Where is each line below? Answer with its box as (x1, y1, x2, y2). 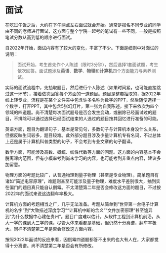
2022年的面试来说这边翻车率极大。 (5, 190, 77, 196)
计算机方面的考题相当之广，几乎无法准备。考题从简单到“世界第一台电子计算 (5, 201, 159, 207)
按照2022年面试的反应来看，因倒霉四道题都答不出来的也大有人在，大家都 (5, 236, 155, 242)
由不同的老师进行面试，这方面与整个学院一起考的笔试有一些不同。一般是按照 (5, 28, 161, 34)
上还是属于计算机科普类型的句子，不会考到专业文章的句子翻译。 (5, 138, 135, 144)
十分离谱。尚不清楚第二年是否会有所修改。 (9, 243, 96, 249)
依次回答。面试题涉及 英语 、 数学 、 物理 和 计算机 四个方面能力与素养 (17, 67, 152, 73)
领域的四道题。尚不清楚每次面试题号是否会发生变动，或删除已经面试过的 (5, 109, 152, 115)
